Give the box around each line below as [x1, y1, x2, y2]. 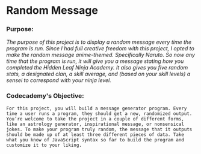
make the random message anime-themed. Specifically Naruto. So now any [6, 52, 196, 59]
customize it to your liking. [6, 142, 82, 148]
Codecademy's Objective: [6, 92, 84, 100]
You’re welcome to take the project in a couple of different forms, [6, 116, 185, 122]
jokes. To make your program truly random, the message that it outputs [6, 126, 193, 132]
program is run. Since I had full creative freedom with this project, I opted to [6, 45, 194, 52]
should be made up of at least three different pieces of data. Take [6, 131, 185, 138]
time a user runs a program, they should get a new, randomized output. [6, 110, 193, 117]
